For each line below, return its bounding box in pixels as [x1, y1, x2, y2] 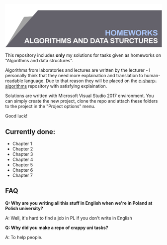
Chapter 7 [12, 172, 33, 178]
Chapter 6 [12, 167, 33, 173]
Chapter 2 [12, 146, 33, 152]
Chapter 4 [12, 156, 33, 163]
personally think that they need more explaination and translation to [5, 73, 143, 79]
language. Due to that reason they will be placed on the [24, 78, 138, 84]
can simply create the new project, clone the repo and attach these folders [5, 98, 158, 104]
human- [144, 73, 161, 79]
